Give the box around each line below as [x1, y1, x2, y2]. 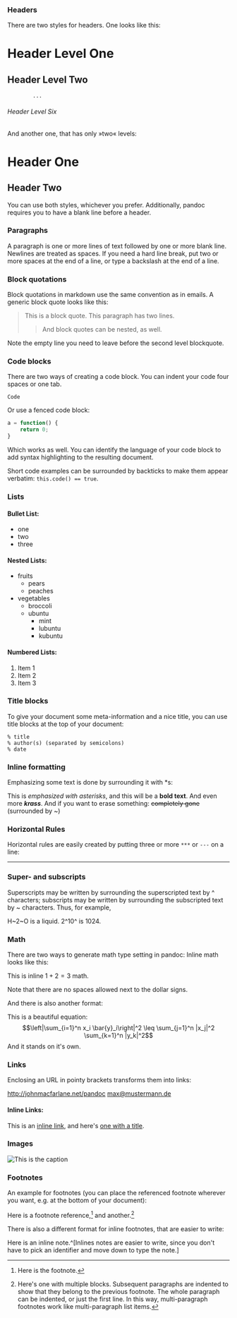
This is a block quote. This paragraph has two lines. [24, 312, 175, 320]
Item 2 [17, 671, 37, 679]
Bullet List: [7, 509, 39, 518]
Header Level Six [7, 107, 57, 116]
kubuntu [38, 631, 63, 640]
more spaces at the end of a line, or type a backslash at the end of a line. [7, 256, 220, 265]
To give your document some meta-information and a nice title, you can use [7, 712, 228, 720]
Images [7, 1139, 34, 1149]
